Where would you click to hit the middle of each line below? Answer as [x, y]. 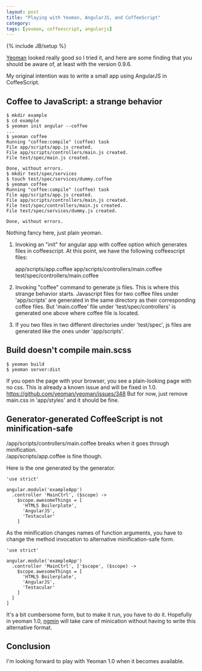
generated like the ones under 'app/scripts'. [70, 332]
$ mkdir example [27, 116]
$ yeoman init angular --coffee [47, 126]
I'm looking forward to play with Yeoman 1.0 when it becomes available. [95, 661]
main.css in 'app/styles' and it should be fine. [63, 400]
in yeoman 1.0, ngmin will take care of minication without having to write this [101, 621]
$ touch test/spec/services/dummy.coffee [59, 179]
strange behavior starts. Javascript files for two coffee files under [97, 294]
